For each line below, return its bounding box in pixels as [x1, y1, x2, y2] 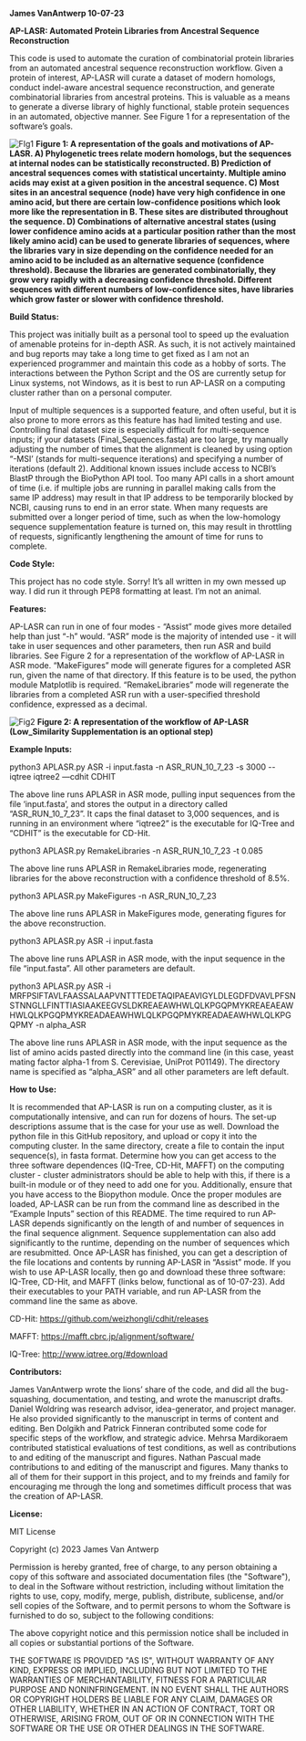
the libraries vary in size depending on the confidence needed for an [9, 246, 274, 256]
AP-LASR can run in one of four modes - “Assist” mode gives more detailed [9, 621, 292, 632]
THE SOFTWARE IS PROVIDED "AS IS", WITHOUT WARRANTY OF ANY [9, 1655, 275, 1665]
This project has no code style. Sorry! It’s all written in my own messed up [9, 576, 287, 587]
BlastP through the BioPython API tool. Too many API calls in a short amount [9, 473, 295, 483]
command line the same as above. [9, 1295, 138, 1306]
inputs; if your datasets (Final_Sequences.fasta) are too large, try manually [9, 434, 289, 445]
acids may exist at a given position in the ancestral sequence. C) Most [9, 177, 280, 188]
